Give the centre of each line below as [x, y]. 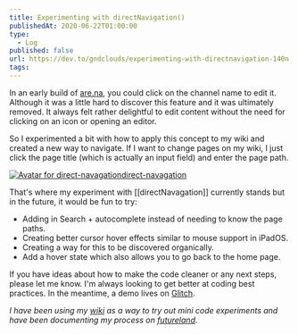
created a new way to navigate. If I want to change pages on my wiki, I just [146, 147]
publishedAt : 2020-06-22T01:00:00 [74, 26]
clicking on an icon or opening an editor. [83, 121]
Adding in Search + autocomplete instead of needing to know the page [152, 219]
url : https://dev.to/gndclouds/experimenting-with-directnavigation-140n [149, 59]
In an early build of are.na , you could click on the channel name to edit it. [143, 92]
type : [19, 34]
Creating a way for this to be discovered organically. [118, 247]
